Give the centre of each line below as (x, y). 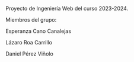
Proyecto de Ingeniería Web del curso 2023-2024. (67, 8)
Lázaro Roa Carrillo (29, 42)
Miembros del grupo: (31, 20)
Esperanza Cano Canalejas (39, 31)
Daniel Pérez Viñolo (30, 54)
